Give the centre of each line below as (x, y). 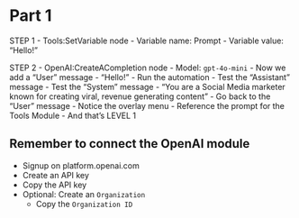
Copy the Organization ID (84, 204)
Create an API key (56, 175)
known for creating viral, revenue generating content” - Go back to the (140, 96)
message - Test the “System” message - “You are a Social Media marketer (147, 86)
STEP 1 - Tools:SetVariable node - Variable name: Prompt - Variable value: (146, 41)
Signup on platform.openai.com (81, 165)
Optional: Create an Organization (84, 194)
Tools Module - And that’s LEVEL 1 (73, 115)
